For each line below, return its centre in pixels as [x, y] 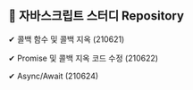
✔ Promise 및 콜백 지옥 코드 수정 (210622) [83, 58]
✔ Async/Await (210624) [54, 76]
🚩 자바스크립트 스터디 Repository [96, 16]
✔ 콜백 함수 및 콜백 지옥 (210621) [67, 39]
